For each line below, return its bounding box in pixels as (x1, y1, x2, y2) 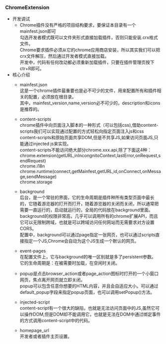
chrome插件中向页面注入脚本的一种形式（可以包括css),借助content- (19, 122, 159, 128)
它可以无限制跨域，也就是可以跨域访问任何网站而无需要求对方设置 (19, 219, 155, 225)
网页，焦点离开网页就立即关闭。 (19, 277, 85, 283)
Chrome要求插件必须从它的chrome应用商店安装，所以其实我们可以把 (19, 47, 161, 53)
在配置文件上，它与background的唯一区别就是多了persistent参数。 (19, 254, 156, 260)
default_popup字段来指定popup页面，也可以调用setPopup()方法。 (19, 289, 155, 295)
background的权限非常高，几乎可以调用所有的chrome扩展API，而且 (19, 213, 159, 219)
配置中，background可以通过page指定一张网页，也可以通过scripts (19, 232, 156, 238)
